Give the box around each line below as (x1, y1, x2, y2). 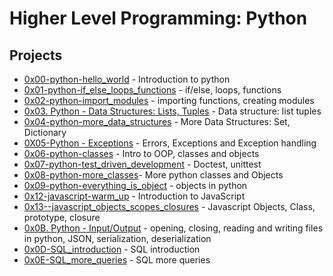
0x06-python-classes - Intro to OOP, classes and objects (23, 148, 260, 159)
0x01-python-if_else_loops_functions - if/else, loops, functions (23, 84, 282, 96)
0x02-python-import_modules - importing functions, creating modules (23, 95, 315, 106)
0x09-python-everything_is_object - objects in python (23, 180, 248, 191)
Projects (9, 47, 63, 64)
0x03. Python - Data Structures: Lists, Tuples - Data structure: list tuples (23, 105, 322, 117)
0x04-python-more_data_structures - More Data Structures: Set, (23, 116, 291, 127)
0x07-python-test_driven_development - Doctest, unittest (23, 158, 262, 170)
